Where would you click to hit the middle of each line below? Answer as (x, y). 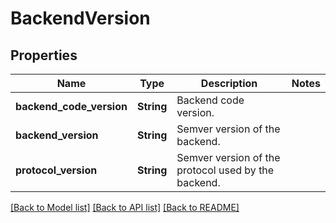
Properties (44, 55)
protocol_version (56, 170)
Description (229, 83)
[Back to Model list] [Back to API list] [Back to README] (125, 207)
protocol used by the (225, 170)
